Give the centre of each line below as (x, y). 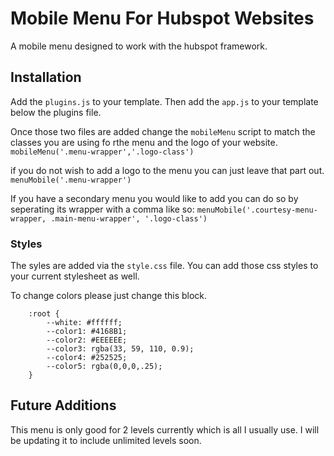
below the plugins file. (56, 112)
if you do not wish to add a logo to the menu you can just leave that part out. (167, 170)
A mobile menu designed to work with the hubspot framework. (139, 46)
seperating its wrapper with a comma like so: (102, 209)
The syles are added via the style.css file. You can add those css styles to (164, 266)
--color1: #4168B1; (87, 332)
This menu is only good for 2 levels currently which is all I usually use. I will (165, 429)
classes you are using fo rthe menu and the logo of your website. (144, 142)
